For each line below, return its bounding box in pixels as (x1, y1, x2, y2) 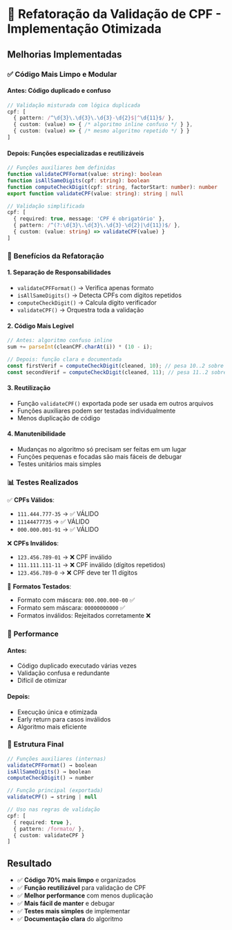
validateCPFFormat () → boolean (7, 762, 97, 769)
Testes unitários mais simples (17, 460, 101, 468)
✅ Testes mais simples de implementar (17, 907, 130, 915)
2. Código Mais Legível (7, 321, 74, 330)
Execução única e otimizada (17, 708, 98, 716)
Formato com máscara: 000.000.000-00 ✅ (17, 596, 135, 605)
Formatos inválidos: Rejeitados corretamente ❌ (17, 611, 151, 620)
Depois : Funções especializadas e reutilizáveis (7, 149, 144, 157)
